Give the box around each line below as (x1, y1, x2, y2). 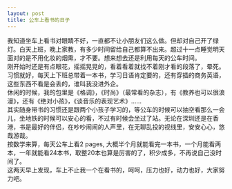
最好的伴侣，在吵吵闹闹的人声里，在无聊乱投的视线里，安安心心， (30, 122, 219, 131)
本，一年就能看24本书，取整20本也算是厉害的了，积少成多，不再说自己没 (7, 148, 216, 157)
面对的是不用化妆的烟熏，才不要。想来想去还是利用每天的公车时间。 (7, 53, 201, 62)
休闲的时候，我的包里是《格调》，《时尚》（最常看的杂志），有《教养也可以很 (7, 88, 219, 97)
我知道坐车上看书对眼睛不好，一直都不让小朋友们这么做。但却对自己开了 (7, 36, 213, 45)
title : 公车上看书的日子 (7, 17, 70, 23)
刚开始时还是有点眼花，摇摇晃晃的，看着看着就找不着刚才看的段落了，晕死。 (7, 62, 225, 70)
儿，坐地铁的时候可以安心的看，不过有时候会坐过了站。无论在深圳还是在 (7, 114, 213, 122)
